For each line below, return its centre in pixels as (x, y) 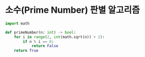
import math (17, 23)
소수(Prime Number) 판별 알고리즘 (72, 10)
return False (45, 46)
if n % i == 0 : (38, 42)
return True (26, 51)
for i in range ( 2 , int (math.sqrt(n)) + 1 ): (59, 37)
